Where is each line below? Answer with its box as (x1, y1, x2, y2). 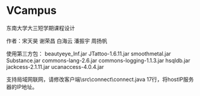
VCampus (6, 4, 57, 18)
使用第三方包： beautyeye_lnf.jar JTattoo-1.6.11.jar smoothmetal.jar (6, 50, 172, 57)
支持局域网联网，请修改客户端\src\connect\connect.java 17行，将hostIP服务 (6, 75, 194, 83)
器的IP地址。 (6, 83, 38, 91)
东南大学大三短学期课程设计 (6, 24, 75, 31)
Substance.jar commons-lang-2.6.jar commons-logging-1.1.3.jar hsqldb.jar (6, 57, 191, 64)
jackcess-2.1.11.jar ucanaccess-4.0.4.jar (6, 63, 104, 70)
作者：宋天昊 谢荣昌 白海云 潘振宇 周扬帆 (6, 37, 107, 44)
